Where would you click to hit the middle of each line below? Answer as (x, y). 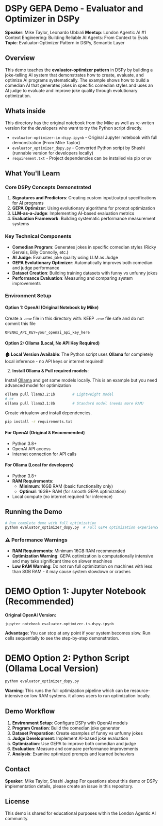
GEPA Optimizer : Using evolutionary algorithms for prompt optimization (83, 208)
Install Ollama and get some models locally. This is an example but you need (81, 380)
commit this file (20, 323)
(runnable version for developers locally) (53, 153)
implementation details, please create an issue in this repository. (69, 786)
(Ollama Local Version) (52, 668)
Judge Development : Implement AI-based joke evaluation (70, 738)
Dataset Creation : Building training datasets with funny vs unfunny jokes (85, 273)
